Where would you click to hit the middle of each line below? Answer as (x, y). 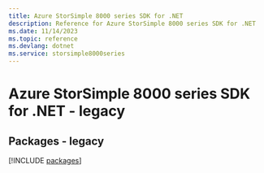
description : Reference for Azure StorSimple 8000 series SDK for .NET (132, 24)
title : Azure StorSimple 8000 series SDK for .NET (96, 16)
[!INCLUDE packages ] (45, 160)
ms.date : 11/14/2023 (43, 31)
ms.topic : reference (43, 39)
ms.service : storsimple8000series (67, 54)
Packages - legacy (56, 141)
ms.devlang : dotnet (41, 46)
